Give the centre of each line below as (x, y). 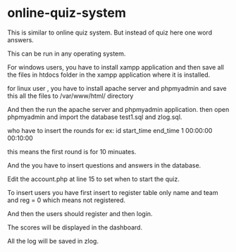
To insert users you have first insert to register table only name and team (113, 192)
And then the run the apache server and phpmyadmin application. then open (118, 109)
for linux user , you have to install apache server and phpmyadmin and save (117, 88)
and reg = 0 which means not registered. (66, 200)
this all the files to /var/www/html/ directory (70, 96)
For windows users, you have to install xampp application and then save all (116, 67)
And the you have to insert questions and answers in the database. (104, 165)
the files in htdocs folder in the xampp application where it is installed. (109, 75)
